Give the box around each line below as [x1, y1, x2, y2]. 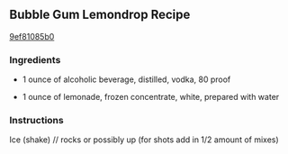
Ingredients [9, 53, 61, 66]
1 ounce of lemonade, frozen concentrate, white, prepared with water [22, 92, 280, 103]
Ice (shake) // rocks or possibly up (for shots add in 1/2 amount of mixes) [9, 134, 279, 145]
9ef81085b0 [9, 31, 55, 41]
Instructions [9, 114, 65, 127]
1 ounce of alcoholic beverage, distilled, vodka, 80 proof [22, 74, 231, 85]
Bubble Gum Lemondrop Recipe [9, 7, 191, 23]
